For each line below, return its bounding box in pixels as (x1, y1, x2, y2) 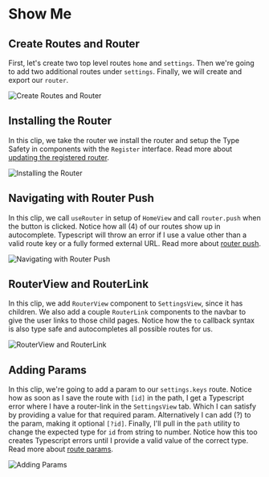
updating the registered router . (8, 152, 110, 162)
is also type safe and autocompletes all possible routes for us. (8, 324, 214, 334)
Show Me (8, 5, 72, 23)
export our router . (8, 76, 69, 84)
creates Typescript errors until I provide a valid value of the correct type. (8, 436, 249, 446)
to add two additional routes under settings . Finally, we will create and (8, 67, 243, 76)
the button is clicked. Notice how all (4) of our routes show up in (8, 221, 221, 231)
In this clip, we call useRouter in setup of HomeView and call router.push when (8, 212, 261, 222)
